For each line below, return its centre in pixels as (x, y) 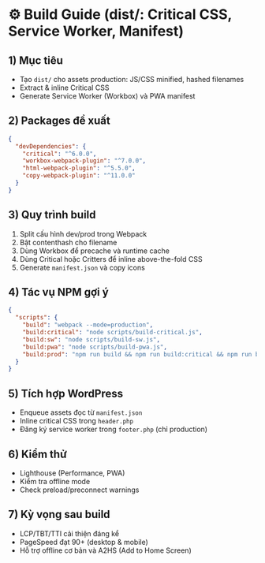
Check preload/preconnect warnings (79, 490)
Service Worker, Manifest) (96, 31)
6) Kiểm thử (37, 454)
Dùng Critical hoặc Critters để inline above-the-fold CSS (111, 259)
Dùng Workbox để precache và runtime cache (94, 251)
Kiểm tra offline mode (55, 481)
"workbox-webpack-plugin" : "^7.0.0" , (84, 161)
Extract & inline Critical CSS (64, 88)
